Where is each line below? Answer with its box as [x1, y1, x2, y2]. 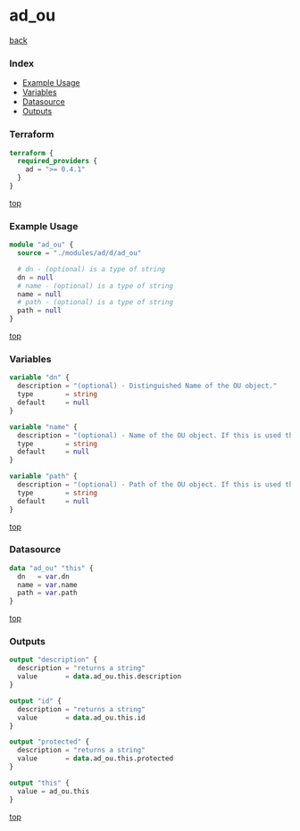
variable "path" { [9, 472, 78, 481]
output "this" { [9, 778, 70, 787]
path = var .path [17, 588, 78, 598]
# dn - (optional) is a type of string [17, 264, 166, 273]
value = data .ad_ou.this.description [17, 672, 181, 681]
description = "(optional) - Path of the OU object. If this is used [17, 480, 281, 489]
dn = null [17, 273, 54, 282]
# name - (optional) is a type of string [17, 281, 174, 290]
